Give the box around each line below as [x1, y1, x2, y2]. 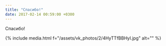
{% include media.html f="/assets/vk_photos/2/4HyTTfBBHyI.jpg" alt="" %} [5, 35, 162, 41]
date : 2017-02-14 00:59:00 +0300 [5, 12, 75, 17]
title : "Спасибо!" [5, 7, 43, 12]
